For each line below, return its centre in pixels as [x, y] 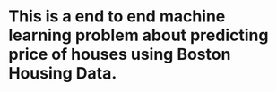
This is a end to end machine [117, 17]
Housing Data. [63, 74]
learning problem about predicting [138, 35]
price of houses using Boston [120, 54]
